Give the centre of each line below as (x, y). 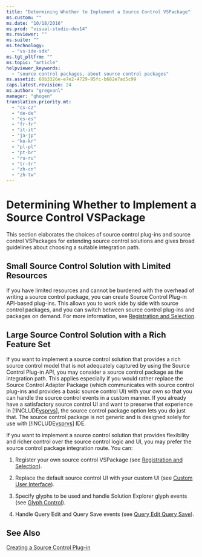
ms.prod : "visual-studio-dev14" (47, 29)
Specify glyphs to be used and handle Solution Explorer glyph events (101, 496)
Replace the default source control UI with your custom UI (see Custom (104, 478)
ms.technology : (25, 46)
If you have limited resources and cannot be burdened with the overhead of (100, 290)
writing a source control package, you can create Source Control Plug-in (97, 296)
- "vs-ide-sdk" (31, 51)
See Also (23, 533)
